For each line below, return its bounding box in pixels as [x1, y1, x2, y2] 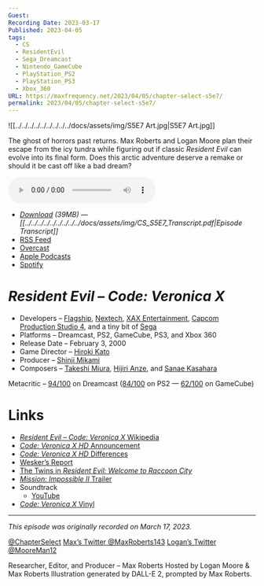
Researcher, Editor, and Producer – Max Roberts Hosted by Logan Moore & [8, 561, 250, 570]
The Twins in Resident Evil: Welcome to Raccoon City [19, 466, 192, 475]
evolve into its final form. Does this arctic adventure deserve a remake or [8, 153, 244, 162]
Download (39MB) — [19, 210, 88, 219]
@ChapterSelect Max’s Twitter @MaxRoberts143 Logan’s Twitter [8, 537, 217, 547]
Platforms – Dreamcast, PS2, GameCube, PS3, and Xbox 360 [19, 330, 218, 340]
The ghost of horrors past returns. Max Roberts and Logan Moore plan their [8, 136, 253, 146]
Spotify [19, 260, 43, 270]
